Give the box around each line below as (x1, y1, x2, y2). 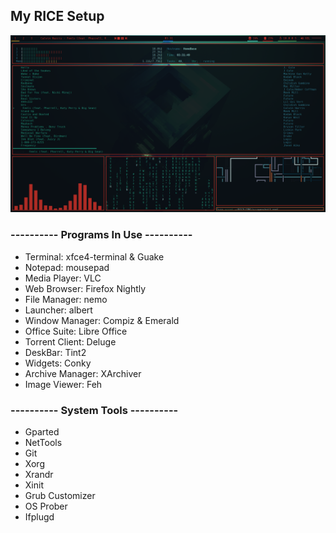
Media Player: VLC (24, 272, 102, 284)
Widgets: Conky (24, 357, 92, 369)
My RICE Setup (10, 8, 105, 25)
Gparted (24, 425, 60, 438)
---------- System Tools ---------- (10, 403, 179, 417)
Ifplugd (24, 510, 55, 523)
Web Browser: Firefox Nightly (24, 282, 147, 294)
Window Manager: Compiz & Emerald (24, 314, 180, 326)
